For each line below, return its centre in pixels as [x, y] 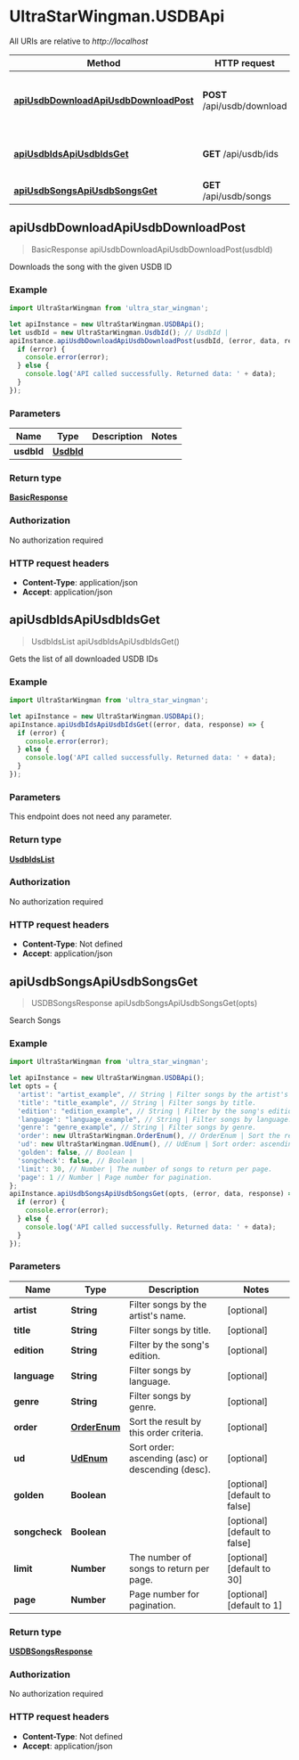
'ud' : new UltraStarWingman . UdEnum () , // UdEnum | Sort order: [137, 1144]
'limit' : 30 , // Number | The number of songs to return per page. [145, 1169]
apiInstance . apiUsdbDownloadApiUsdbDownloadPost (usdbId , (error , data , [145, 340]
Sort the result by [165, 1421]
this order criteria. [166, 1432]
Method [104, 62]
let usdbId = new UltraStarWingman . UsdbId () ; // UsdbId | [119, 332]
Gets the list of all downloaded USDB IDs [84, 659]
